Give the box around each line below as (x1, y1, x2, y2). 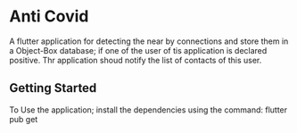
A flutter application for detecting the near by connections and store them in (9, 36, 289, 46)
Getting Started (9, 80, 97, 96)
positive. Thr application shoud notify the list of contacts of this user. (9, 54, 262, 65)
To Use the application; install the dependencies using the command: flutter (9, 104, 288, 115)
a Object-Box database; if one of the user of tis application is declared (9, 45, 268, 55)
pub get (9, 113, 38, 124)
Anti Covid (9, 6, 89, 27)
